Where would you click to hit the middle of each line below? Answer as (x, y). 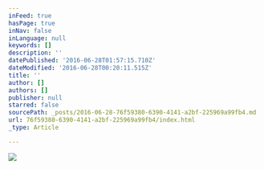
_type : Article (34, 127)
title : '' (25, 75)
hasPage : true (32, 23)
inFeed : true (30, 16)
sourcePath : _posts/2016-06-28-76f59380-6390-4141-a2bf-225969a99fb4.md (132, 113)
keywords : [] (30, 46)
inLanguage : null (37, 38)
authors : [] (28, 90)
